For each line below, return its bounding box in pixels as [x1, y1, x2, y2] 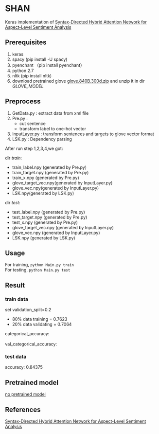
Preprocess [5, 97, 41, 106]
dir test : [5, 199, 20, 205]
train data [5, 295, 28, 302]
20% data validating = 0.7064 [12, 322, 72, 327]
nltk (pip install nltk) [12, 72, 52, 78]
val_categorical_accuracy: [5, 341, 57, 347]
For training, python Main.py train [5, 262, 74, 268]
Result [5, 281, 25, 289]
